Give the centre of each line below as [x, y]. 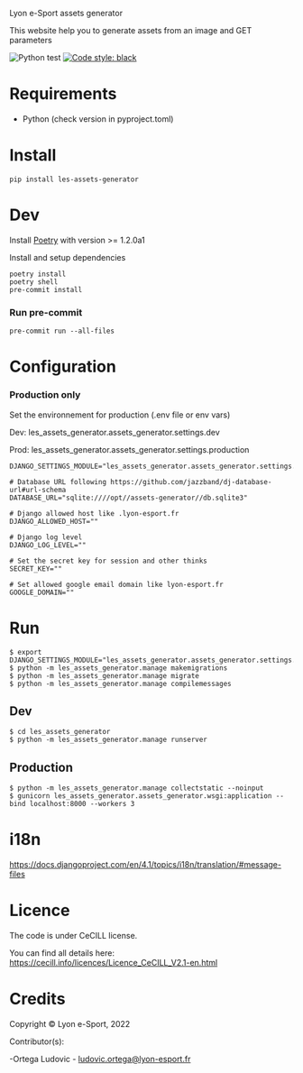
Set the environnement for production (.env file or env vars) [120, 415]
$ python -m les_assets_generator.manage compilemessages [120, 683]
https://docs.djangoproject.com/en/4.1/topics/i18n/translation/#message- [146, 865]
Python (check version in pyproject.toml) [98, 119]
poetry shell [34, 282]
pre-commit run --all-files [62, 331]
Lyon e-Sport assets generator [66, 13]
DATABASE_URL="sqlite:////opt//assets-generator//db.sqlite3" [129, 498]
